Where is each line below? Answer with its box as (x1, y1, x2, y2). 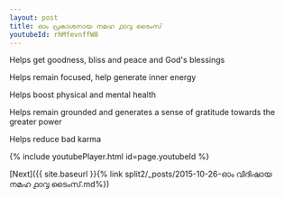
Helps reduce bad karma (9, 134, 102, 145)
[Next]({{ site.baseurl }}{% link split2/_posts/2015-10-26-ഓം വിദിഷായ (9, 168, 272, 180)
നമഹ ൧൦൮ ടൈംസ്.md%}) (9, 179, 110, 190)
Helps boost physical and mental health (9, 89, 156, 100)
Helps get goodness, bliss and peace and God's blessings (9, 55, 225, 66)
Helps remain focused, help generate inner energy (9, 72, 197, 83)
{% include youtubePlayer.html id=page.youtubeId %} (9, 151, 210, 162)
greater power (9, 116, 62, 127)
